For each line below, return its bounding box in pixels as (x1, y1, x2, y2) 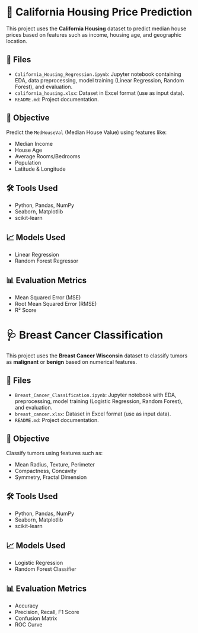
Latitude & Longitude (14, 165, 66, 172)
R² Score (14, 306, 37, 314)
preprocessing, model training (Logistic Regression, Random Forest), (14, 397, 183, 405)
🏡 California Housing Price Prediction (6, 5, 193, 19)
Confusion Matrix (14, 615, 58, 622)
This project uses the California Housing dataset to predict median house (6, 25, 187, 32)
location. (6, 37, 28, 44)
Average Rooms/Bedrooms (14, 152, 81, 159)
